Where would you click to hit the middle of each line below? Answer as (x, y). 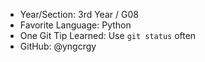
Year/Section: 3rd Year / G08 (79, 14)
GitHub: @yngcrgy (58, 46)
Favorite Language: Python (75, 25)
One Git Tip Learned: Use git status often (108, 35)
